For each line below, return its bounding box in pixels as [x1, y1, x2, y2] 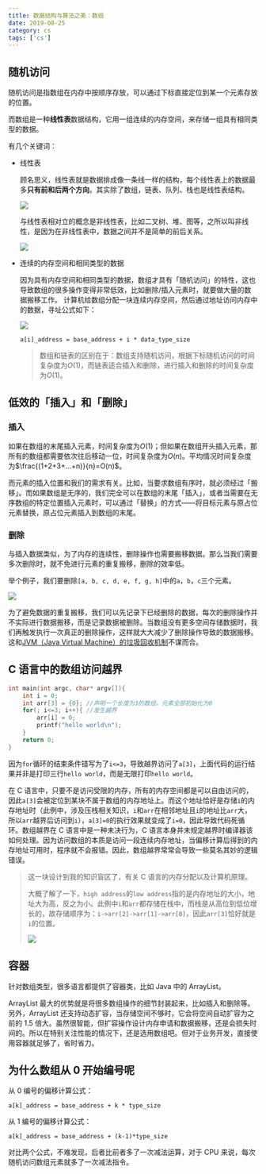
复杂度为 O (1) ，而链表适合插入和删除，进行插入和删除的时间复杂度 [39, 360, 255, 370]
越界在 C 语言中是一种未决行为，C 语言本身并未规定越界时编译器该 [35, 825, 253, 834]
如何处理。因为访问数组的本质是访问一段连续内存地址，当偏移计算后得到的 [8, 835, 251, 845]
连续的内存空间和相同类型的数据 [19, 259, 124, 268]
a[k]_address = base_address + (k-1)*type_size [8, 1133, 169, 1141]
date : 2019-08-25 [8, 19, 66, 27]
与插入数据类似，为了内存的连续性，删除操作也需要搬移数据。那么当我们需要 [8, 549, 258, 559]
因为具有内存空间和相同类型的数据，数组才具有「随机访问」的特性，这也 [19, 275, 256, 285]
